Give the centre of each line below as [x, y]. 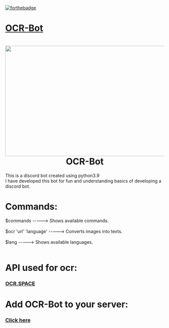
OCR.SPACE [20, 284]
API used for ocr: [41, 268]
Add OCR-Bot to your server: [67, 305]
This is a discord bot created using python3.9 [52, 176]
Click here [18, 320]
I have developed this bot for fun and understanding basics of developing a [83, 181]
